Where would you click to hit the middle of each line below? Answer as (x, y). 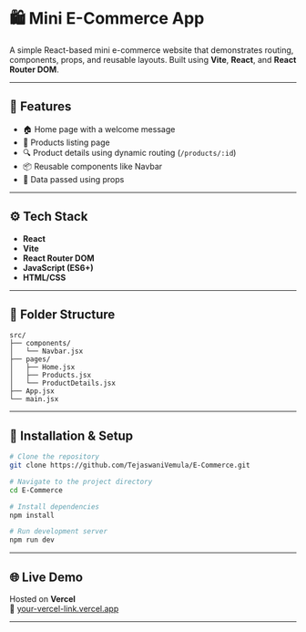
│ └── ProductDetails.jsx (63, 383)
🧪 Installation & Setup (71, 435)
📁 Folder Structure (62, 314)
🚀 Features (41, 107)
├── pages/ (30, 359)
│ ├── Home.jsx (42, 368)
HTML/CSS (44, 277)
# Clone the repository (55, 457)
